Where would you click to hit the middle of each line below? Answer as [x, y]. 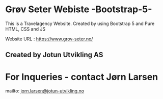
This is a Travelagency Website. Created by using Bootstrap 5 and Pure [80, 23]
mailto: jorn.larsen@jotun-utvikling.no [45, 91]
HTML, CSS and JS [25, 29]
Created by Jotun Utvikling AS [54, 55]
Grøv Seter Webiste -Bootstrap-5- [79, 9]
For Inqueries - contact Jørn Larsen [82, 77]
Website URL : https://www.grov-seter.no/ [49, 39]
